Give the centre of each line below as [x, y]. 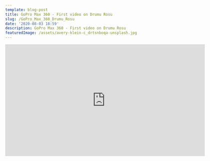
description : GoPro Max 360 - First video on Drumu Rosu [66, 28]
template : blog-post [27, 10]
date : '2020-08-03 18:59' [32, 24]
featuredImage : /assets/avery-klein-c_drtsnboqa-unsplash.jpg [71, 33]
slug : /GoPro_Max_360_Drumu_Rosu [40, 19]
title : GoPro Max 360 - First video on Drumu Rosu [59, 14]
